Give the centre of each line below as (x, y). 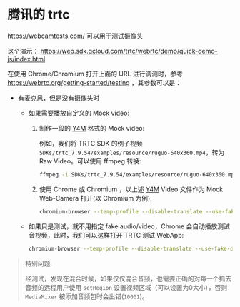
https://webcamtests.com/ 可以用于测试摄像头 (75, 36)
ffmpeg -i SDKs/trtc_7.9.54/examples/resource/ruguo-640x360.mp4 (138, 175)
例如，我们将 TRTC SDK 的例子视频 (91, 143)
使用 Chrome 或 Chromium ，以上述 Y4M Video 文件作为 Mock (131, 189)
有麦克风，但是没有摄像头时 (59, 98)
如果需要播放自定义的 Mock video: (79, 113)
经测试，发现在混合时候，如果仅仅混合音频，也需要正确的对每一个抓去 (128, 278)
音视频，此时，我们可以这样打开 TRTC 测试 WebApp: (106, 235)
